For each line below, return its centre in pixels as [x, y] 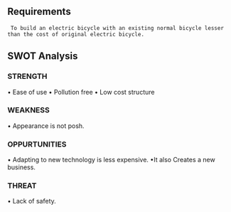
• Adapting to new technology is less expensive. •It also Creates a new [111, 160]
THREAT [22, 186]
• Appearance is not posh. [46, 126]
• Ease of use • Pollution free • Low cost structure [81, 92]
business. [21, 167]
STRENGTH [27, 76]
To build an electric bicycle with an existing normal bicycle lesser [117, 28]
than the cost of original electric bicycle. [76, 34]
